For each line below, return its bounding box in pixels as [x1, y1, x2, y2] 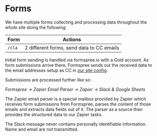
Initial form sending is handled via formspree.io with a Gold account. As [5, 57, 149, 63]
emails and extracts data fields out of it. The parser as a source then [5, 106, 143, 112]
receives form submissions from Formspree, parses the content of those [5, 101, 151, 107]
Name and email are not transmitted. [5, 126, 79, 132]
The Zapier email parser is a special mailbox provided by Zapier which [5, 96, 147, 102]
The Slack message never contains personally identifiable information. [5, 121, 147, 127]
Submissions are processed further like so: [5, 77, 91, 82]
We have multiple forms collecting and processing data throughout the [5, 19, 147, 25]
